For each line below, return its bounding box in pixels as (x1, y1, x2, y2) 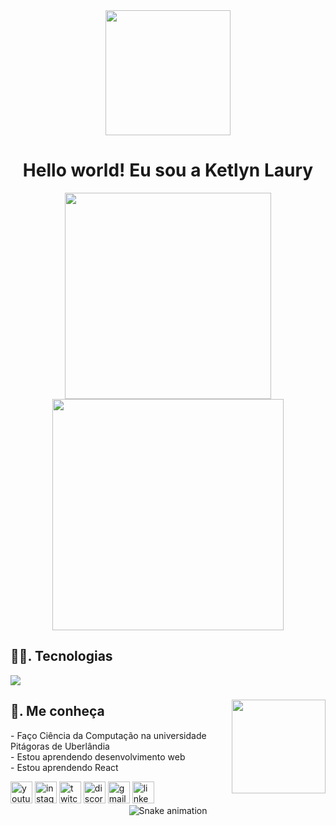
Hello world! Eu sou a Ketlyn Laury (22, 159, 314, 182)
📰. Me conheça (10, 703, 105, 720)
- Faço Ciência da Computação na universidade (10, 729, 207, 741)
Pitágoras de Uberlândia (10, 740, 110, 752)
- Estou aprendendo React (10, 761, 119, 773)
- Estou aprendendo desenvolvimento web (10, 750, 186, 763)
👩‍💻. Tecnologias (10, 648, 113, 665)
